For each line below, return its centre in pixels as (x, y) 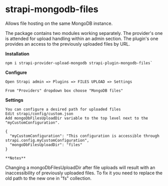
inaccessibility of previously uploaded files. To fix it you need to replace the (84, 173)
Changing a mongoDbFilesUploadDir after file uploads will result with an (80, 167)
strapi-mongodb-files (52, 9)
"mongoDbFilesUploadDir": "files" (46, 145)
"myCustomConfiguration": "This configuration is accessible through (85, 136)
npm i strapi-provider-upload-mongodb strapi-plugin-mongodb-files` (79, 63)
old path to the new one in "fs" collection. (49, 178)
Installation (17, 54)
